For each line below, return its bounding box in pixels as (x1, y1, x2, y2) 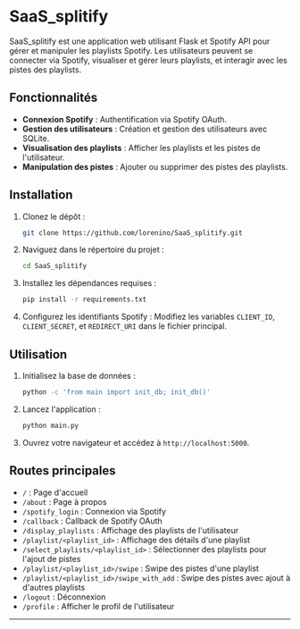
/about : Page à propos (21, 496, 107, 507)
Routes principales (9, 463, 116, 479)
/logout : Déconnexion (21, 591, 106, 602)
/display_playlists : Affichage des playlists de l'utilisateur (21, 524, 239, 535)
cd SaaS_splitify (21, 262, 87, 271)
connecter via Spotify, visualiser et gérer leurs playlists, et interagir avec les (9, 55, 287, 65)
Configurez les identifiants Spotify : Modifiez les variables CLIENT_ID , (21, 311, 275, 323)
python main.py (21, 421, 79, 430)
